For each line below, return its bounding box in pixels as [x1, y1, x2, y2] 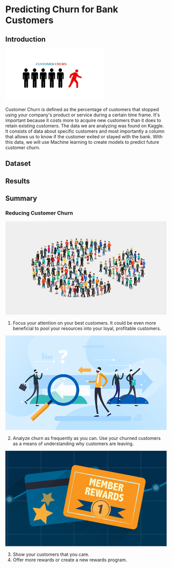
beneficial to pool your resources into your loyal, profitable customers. [12, 325, 161, 331]
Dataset [5, 159, 31, 168]
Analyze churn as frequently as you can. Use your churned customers [12, 435, 161, 441]
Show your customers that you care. [12, 552, 90, 558]
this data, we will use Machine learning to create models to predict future [5, 139, 160, 145]
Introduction [5, 35, 46, 44]
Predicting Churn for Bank [5, 4, 119, 15]
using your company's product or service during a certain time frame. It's [5, 112, 160, 118]
